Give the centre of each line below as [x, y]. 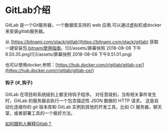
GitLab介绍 [28, 10]
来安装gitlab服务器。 [26, 31]
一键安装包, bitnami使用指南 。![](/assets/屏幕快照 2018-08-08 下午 [73, 48]
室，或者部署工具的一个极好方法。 [40, 113]
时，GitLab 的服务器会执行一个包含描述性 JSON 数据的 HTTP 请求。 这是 [80, 101]
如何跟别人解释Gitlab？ [29, 124]
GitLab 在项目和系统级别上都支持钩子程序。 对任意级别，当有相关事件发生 [81, 95]
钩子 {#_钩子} [19, 82]
